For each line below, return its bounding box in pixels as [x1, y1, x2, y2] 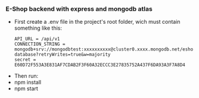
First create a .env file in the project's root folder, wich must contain [14, 18, 181, 26]
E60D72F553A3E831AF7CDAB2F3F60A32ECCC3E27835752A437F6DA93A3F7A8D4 [14, 62, 185, 68]
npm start [14, 85, 38, 92]
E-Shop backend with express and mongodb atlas [5, 5, 153, 13]
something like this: [14, 24, 62, 31]
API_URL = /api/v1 [14, 36, 60, 42]
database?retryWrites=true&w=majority [14, 52, 111, 58]
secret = [14, 57, 36, 63]
